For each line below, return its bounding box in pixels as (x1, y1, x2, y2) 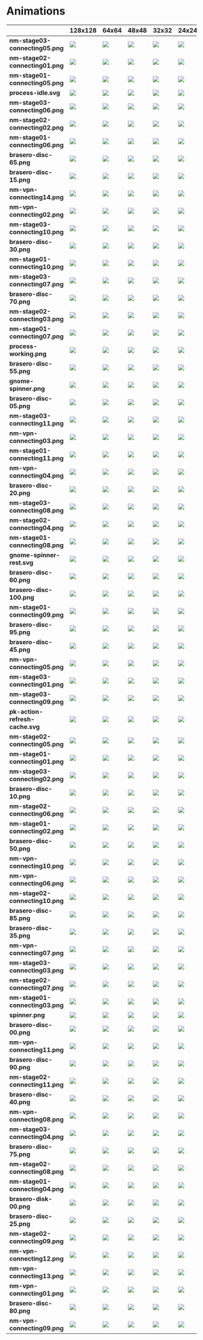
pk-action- (9, 707, 43, 715)
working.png (9, 349, 47, 358)
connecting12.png (9, 1254, 64, 1263)
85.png (9, 914, 31, 922)
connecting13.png (9, 1272, 64, 1280)
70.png (9, 297, 31, 306)
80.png (9, 1306, 31, 1315)
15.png (9, 176, 31, 184)
